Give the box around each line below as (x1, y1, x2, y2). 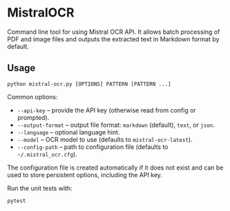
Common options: (7, 92, 58, 101)
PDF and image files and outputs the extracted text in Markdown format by (7, 34, 220, 43)
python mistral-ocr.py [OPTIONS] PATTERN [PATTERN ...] (7, 81, 171, 88)
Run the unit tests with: (7, 184, 73, 192)
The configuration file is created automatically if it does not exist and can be (7, 163, 224, 172)
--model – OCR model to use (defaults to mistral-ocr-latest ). (17, 135, 193, 143)
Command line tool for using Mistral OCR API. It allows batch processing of (7, 28, 220, 36)
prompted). (17, 113, 50, 121)
